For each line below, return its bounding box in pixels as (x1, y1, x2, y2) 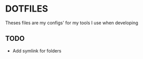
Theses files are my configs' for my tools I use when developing (5, 20, 138, 26)
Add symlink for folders (12, 47, 62, 53)
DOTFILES (5, 3, 49, 15)
